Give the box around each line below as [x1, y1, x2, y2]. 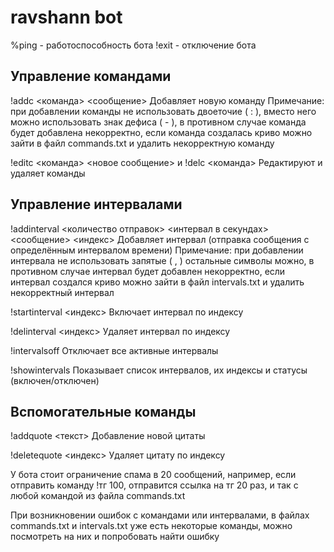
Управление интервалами [10, 196, 183, 213]
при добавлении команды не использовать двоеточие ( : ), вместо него [10, 105, 317, 117]
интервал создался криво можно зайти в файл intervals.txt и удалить [10, 276, 305, 288]
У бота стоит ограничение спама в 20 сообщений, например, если [10, 469, 297, 481]
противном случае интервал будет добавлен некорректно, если [10, 265, 286, 277]
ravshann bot [10, 6, 123, 29]
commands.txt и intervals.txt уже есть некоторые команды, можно [10, 520, 293, 532]
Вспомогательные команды [10, 403, 197, 420]
